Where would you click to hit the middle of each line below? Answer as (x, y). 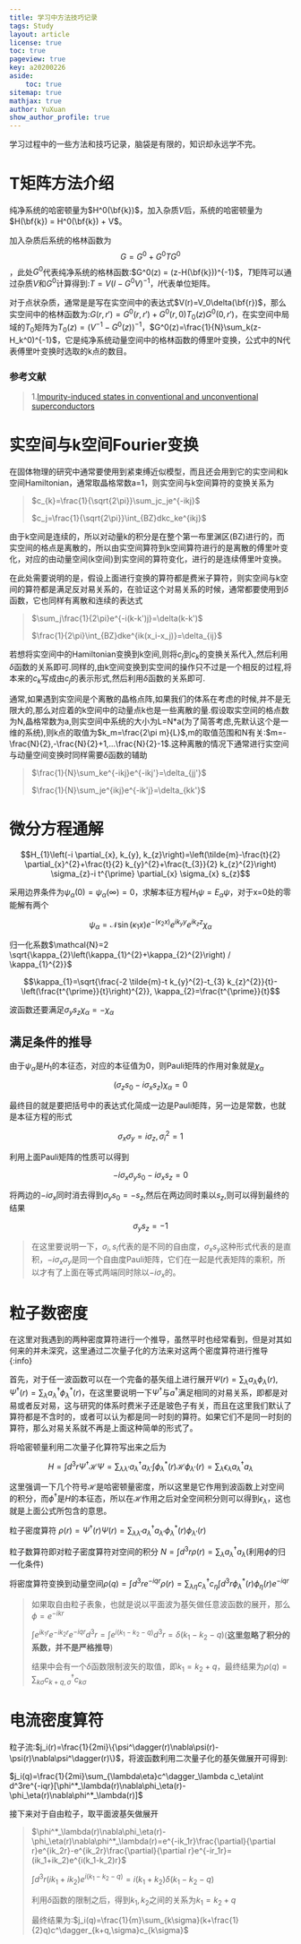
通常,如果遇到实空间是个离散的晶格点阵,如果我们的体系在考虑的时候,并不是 (146, 699)
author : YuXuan (38, 109)
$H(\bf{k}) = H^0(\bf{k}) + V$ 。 (68, 221)
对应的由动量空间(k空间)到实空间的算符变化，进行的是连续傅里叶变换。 (155, 559)
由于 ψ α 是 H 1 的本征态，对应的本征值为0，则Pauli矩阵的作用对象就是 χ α (137, 1067)
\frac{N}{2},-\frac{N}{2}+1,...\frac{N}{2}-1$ (89, 744)
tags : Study (31, 26)
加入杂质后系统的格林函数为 (60, 241)
